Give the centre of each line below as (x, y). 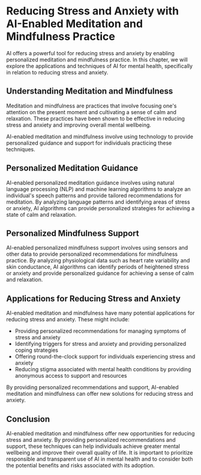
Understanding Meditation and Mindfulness (90, 91)
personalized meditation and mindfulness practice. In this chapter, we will (97, 59)
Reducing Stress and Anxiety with (92, 11)
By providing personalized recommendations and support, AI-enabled (92, 387)
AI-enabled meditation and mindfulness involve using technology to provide (100, 136)
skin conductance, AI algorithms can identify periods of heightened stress (98, 267)
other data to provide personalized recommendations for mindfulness (92, 254)
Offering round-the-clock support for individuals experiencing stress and (105, 357)
